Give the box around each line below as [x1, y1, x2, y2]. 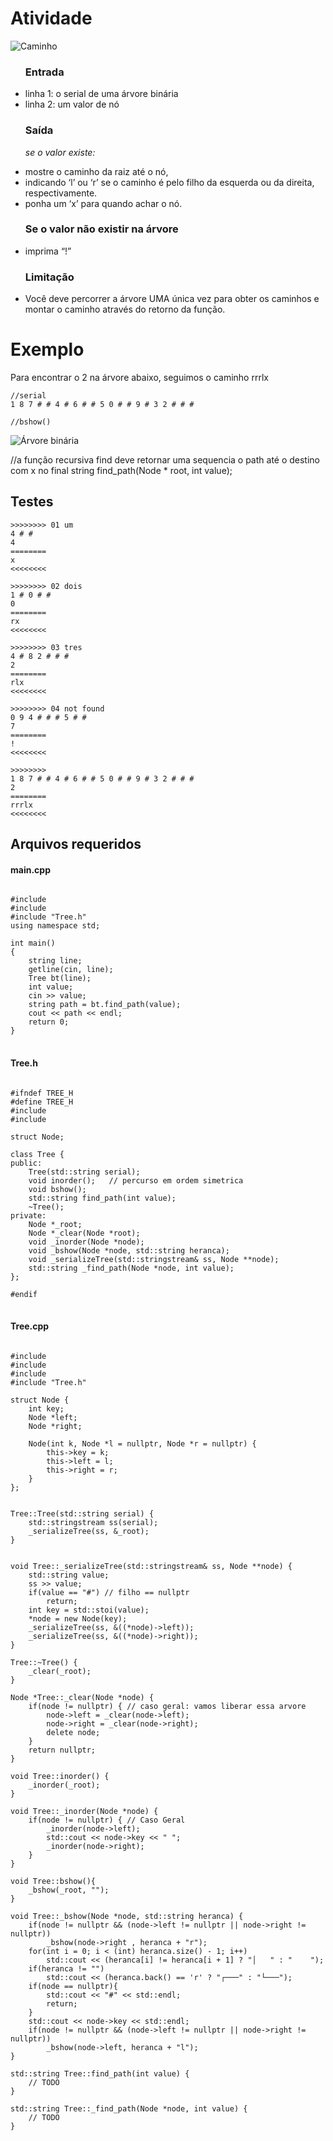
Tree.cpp [10, 1320, 50, 1332]
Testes [10, 493, 54, 511]
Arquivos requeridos [10, 836, 142, 853]
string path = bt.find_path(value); [28, 1000, 182, 1010]
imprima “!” [24, 245, 72, 257]
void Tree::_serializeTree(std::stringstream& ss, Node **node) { [10, 1561, 293, 1571]
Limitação [24, 270, 75, 284]
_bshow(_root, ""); [28, 1885, 110, 1895]
